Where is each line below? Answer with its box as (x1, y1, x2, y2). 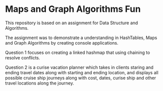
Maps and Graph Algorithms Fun (5, 3, 141, 15)
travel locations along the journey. (5, 80, 74, 86)
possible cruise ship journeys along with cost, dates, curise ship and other (5, 75, 157, 81)
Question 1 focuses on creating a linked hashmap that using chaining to (5, 49, 150, 55)
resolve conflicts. (5, 54, 41, 60)
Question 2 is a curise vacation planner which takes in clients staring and (5, 64, 154, 70)
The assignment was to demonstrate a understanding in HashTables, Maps (5, 35, 157, 41)
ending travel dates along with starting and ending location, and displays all (5, 69, 159, 75)
